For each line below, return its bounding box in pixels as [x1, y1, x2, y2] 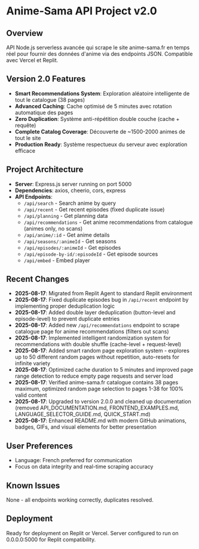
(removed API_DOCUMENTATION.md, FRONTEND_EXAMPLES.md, [14, 404, 179, 411]
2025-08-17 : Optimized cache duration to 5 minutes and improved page [14, 366, 194, 374]
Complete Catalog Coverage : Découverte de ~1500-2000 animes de [14, 128, 185, 135]
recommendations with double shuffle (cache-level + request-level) [14, 341, 182, 348]
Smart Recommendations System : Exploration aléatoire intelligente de [14, 90, 190, 97]
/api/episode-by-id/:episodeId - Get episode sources [23, 250, 158, 257]
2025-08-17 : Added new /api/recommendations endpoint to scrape [14, 321, 180, 329]
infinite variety [14, 360, 51, 367]
